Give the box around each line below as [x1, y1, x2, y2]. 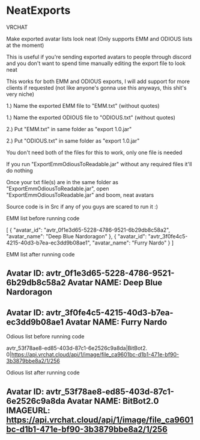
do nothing [6, 167, 33, 174]
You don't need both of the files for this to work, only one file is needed [6, 149, 183, 156]
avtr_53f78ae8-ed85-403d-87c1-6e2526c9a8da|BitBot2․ [6, 344, 148, 352]
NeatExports [6, 4, 71, 17]
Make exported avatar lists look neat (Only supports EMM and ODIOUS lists [6, 35, 193, 42]
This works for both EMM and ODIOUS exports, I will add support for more [6, 78, 190, 85]
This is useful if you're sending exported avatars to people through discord [6, 53, 192, 60]
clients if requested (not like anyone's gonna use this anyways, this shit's [6, 84, 187, 91]
